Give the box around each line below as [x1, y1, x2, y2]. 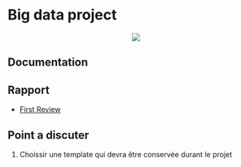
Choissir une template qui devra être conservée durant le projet [19, 149, 233, 159]
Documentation [7, 55, 89, 70]
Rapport [7, 83, 50, 96]
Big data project [7, 6, 117, 24]
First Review [19, 105, 61, 114]
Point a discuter [7, 128, 90, 142]
